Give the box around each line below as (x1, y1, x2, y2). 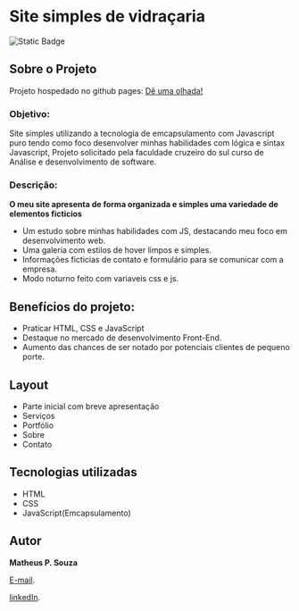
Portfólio (21, 420, 54, 431)
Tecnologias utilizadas (9, 465, 137, 480)
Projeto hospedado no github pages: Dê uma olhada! (9, 85, 203, 96)
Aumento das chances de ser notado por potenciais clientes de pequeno (21, 342, 290, 353)
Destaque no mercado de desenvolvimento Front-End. (21, 332, 222, 343)
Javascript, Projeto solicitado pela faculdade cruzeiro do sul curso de (9, 147, 265, 158)
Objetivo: (9, 107, 51, 120)
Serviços (21, 410, 55, 421)
